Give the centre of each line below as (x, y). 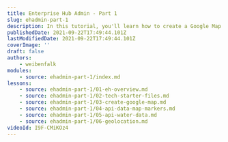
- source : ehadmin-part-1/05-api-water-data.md (88, 115)
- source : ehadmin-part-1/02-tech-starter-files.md (94, 96)
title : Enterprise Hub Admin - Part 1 (62, 13)
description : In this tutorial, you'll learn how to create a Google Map (114, 26)
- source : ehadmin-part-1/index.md (70, 77)
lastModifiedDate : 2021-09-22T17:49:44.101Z (71, 39)
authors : (19, 58)
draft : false (26, 52)
